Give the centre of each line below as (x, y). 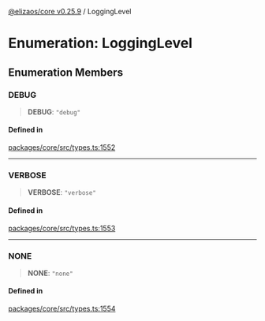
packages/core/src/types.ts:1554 (62, 309)
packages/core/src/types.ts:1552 (62, 147)
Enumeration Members (66, 72)
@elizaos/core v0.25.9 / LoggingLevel (70, 11)
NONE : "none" (50, 273)
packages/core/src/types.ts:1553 (62, 228)
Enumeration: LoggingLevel (101, 43)
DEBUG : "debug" (54, 112)
